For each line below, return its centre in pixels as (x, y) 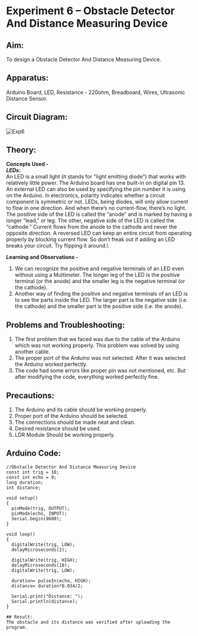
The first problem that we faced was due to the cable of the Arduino (97, 339)
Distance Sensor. (27, 98)
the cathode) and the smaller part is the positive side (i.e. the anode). (99, 306)
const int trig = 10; (33, 472)
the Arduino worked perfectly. (51, 364)
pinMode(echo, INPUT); (39, 513)
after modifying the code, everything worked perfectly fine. (87, 377)
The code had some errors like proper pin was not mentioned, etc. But (100, 371)
